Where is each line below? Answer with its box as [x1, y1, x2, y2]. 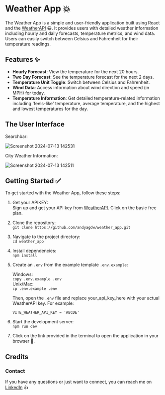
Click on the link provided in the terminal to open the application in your [12, 333, 159, 339]
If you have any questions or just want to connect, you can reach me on [5, 379, 152, 385]
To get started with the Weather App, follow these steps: [5, 190, 121, 196]
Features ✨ [5, 55, 40, 64]
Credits [5, 352, 29, 361]
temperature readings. [5, 41, 51, 47]
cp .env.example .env [12, 286, 57, 291]
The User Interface [5, 120, 65, 129]
